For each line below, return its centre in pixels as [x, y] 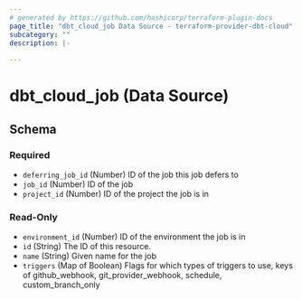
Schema [33, 129]
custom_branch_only [61, 285]
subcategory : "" [40, 34]
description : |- [40, 43]
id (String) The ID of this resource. [87, 247]
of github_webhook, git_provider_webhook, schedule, [122, 276]
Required [30, 154]
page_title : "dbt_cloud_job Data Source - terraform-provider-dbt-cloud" [151, 26]
